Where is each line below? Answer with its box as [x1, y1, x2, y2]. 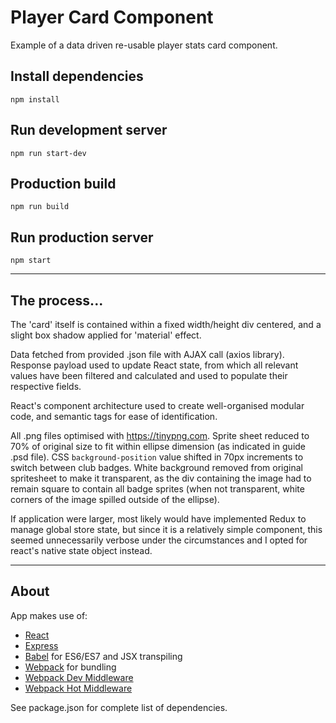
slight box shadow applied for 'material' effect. [10, 329, 202, 341]
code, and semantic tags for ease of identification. [10, 411, 218, 422]
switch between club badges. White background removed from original [10, 462, 303, 473]
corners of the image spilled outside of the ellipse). [10, 494, 220, 505]
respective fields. [10, 381, 82, 392]
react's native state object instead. [10, 545, 153, 556]
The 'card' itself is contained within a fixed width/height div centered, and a [10, 319, 322, 330]
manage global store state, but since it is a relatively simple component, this [10, 524, 323, 535]
